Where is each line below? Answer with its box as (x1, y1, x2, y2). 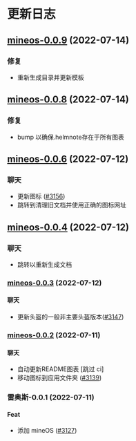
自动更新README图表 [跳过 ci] (17, 365, 104, 373)
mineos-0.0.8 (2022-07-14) (7, 94, 129, 106)
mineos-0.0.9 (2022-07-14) (7, 34, 130, 46)
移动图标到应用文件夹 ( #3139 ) (17, 374, 102, 382)
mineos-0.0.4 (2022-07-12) (7, 221, 130, 233)
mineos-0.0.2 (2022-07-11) (7, 330, 101, 339)
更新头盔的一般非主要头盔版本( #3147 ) (17, 312, 124, 321)
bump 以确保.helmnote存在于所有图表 (17, 133, 124, 141)
